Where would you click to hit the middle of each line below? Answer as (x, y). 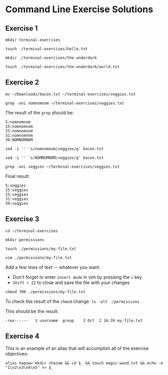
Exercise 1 (22, 28)
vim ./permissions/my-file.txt (39, 257)
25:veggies (17, 194)
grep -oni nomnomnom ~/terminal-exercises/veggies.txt (65, 103)
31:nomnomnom (19, 135)
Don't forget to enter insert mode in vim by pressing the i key (77, 277)
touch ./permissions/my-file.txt (41, 249)
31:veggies (17, 199)
